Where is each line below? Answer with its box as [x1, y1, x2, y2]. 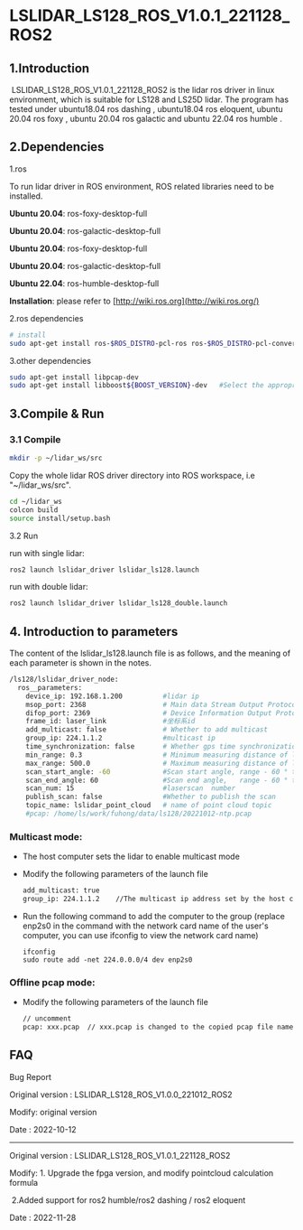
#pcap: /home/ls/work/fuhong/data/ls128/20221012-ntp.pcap [25, 809, 252, 818]
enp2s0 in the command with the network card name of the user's [22, 920, 269, 931]
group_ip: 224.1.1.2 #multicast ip [25, 733, 216, 743]
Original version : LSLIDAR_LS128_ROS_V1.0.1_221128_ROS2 [9, 1150, 231, 1160]
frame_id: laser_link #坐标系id [25, 717, 196, 726]
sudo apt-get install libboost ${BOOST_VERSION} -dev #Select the [9, 381, 264, 390]
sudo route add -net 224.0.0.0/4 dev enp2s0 [22, 955, 193, 964]
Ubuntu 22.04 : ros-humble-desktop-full [9, 277, 160, 289]
